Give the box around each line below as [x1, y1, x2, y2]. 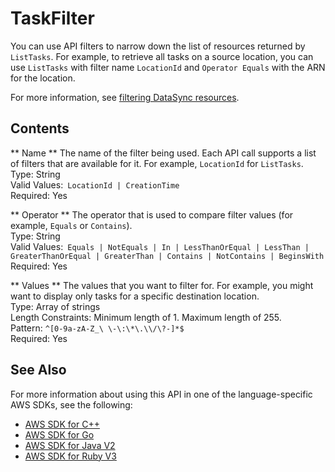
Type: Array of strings [10, 300, 101, 312]
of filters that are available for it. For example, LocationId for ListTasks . [10, 157, 304, 169]
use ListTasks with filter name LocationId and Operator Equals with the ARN [10, 61, 326, 73]
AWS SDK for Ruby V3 [24, 450, 117, 462]
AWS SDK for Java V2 [24, 439, 116, 451]
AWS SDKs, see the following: [10, 398, 133, 411]
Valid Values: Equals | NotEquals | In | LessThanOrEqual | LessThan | [10, 240, 310, 252]
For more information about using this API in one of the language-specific [10, 388, 313, 400]
